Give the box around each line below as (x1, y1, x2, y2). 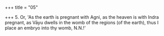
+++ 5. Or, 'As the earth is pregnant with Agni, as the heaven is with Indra (5, 14, 159, 20)
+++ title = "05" (5, 5, 38, 10)
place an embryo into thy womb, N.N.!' (5, 25, 86, 31)
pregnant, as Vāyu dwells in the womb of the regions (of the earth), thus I (5, 20, 159, 25)
